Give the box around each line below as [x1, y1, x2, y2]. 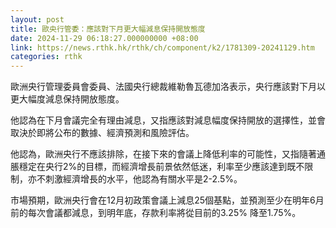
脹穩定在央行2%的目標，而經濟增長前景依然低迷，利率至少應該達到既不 [10, 161, 305, 173]
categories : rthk [10, 52, 83, 62]
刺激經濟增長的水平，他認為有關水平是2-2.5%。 [44, 173, 243, 185]
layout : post [10, 14, 65, 25]
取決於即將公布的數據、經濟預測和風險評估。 [10, 127, 195, 139]
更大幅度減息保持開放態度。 [10, 93, 125, 105]
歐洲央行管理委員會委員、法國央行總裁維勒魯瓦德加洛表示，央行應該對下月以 [10, 81, 326, 93]
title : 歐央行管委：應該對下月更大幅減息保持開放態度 [10, 24, 206, 34]
